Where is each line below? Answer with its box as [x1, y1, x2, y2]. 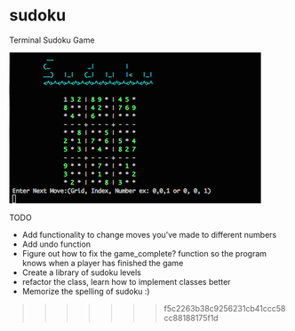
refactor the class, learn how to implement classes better [21, 276, 231, 287]
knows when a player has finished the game [21, 257, 184, 268]
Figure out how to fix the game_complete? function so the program [21, 248, 267, 258]
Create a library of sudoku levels [21, 267, 142, 278]
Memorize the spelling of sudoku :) [21, 286, 150, 296]
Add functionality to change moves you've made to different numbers [21, 229, 277, 240]
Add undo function [21, 239, 92, 249]
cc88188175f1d [163, 312, 219, 323]
